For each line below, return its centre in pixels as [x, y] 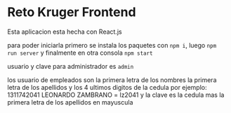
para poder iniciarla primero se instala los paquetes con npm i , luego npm [112, 45]
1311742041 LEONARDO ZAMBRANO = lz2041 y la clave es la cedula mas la [116, 95]
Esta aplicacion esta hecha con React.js [65, 32]
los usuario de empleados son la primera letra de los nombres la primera [112, 80]
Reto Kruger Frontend [72, 12]
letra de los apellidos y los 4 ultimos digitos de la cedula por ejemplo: [107, 87]
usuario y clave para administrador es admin [71, 66]
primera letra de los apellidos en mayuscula [70, 102]
